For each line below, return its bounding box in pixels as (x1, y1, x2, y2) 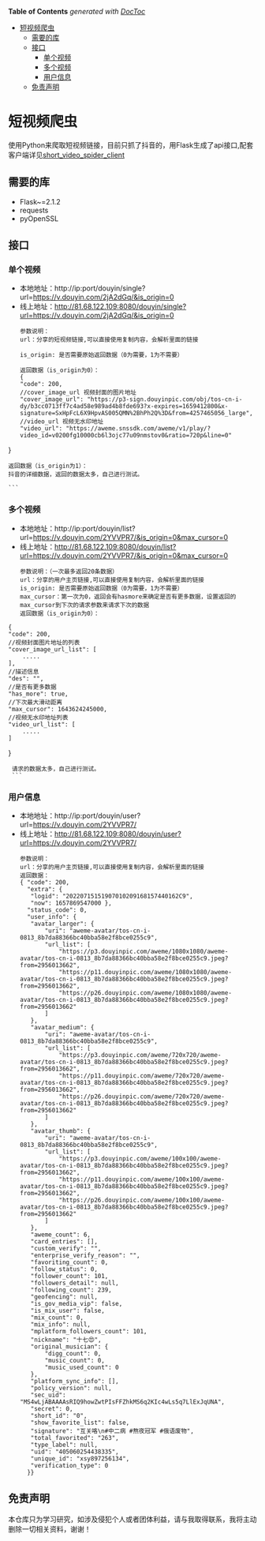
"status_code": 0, (27, 906, 88, 914)
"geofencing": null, (30, 1293, 99, 1301)
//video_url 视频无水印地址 (19, 418, 104, 426)
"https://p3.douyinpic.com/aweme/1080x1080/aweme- (58, 947, 229, 956)
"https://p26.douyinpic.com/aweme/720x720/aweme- (58, 1093, 226, 1100)
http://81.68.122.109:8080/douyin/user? (54, 829, 181, 839)
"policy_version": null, (30, 1385, 112, 1393)
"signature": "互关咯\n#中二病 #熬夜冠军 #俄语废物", (30, 1427, 195, 1435)
